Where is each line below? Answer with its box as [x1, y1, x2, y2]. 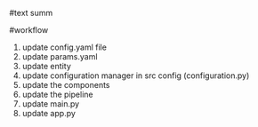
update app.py [21, 108, 76, 118]
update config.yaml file [21, 42, 107, 52]
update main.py [21, 99, 80, 109]
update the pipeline [21, 89, 93, 99]
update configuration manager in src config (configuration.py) [21, 70, 250, 81]
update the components [21, 80, 110, 90]
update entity [21, 61, 71, 71]
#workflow [9, 25, 49, 35]
